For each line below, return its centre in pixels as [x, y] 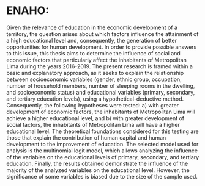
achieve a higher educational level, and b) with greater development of [95, 118]
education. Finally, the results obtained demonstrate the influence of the [97, 163]
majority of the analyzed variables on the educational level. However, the [98, 170]
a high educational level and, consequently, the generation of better [92, 40]
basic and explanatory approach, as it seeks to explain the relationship [95, 73]
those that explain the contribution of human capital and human [86, 137]
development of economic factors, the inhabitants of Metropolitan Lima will [101, 112]
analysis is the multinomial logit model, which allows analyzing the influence [102, 151]
